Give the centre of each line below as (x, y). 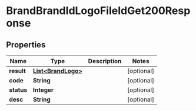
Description (105, 61)
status (18, 90)
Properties (26, 45)
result (18, 71)
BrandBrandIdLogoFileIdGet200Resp (98, 11)
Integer (43, 90)
